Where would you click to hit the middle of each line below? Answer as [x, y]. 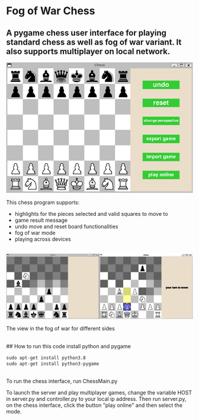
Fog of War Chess [51, 11]
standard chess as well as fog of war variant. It [94, 42]
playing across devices [43, 239]
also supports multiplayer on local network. [88, 51]
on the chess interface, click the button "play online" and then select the [94, 405]
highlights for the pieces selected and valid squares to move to [91, 214]
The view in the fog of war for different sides [61, 328]
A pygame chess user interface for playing [86, 33]
